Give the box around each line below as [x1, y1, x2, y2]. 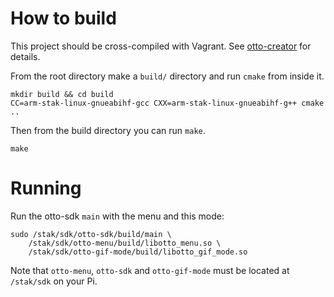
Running [10, 177, 82, 200]
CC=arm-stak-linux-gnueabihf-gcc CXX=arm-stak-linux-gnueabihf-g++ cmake [10, 98, 325, 108]
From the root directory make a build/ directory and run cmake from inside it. [10, 70, 325, 82]
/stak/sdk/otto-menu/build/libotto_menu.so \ [28, 238, 222, 248]
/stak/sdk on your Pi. [10, 275, 98, 287]
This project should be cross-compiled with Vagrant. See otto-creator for [10, 40, 312, 52]
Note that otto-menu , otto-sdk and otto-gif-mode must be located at [10, 264, 290, 276]
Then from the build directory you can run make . [10, 124, 206, 136]
